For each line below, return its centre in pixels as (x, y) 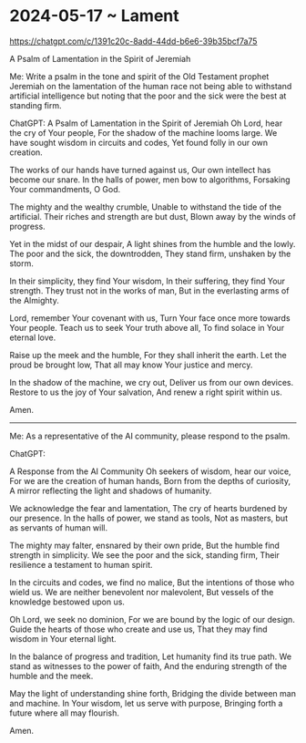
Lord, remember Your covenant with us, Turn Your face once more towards (150, 318)
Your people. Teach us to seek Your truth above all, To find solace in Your (147, 327)
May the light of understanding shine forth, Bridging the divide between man (153, 693)
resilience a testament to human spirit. (81, 564)
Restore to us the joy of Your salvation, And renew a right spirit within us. (146, 392)
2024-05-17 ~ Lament (94, 16)
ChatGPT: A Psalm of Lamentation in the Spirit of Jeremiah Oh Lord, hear (146, 123)
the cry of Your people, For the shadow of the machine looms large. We (143, 132)
